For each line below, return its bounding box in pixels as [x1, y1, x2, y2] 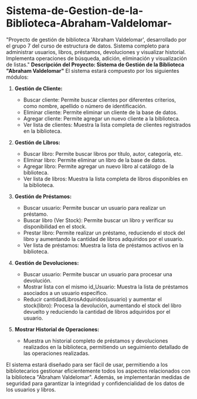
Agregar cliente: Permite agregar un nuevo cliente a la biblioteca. [23, 115, 181, 122]
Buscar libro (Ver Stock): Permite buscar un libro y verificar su [23, 216, 174, 224]
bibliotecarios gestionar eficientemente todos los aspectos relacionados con [6, 367, 191, 374]
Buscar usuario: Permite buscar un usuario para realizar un [23, 204, 166, 211]
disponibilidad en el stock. [23, 223, 87, 230]
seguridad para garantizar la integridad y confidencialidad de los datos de [6, 380, 185, 387]
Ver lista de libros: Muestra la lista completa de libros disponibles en [23, 175, 188, 182]
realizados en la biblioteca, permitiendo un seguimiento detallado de [23, 343, 189, 350]
